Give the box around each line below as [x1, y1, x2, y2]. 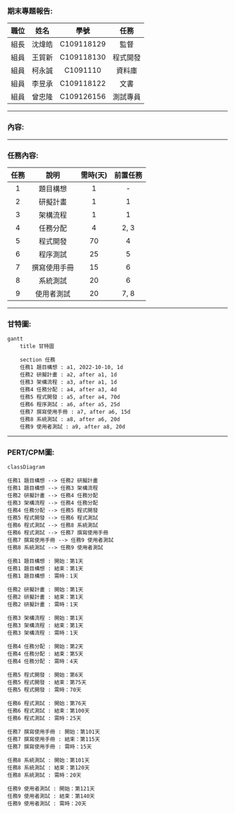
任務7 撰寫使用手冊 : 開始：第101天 [7, 728, 100, 736]
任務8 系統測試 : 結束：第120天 [7, 765, 90, 772]
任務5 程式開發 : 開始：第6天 [7, 672, 84, 679]
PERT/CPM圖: [7, 447, 55, 457]
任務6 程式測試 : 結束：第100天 [7, 707, 90, 715]
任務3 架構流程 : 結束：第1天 [7, 622, 84, 630]
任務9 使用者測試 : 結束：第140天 [7, 793, 95, 800]
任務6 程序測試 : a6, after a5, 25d [20, 401, 120, 408]
